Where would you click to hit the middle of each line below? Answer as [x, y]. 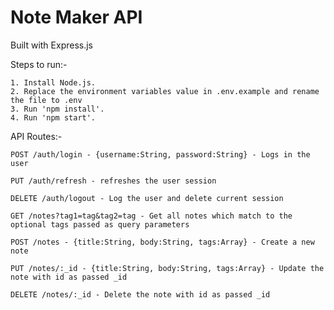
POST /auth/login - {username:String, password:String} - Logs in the [160, 154]
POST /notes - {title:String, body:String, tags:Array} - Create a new [162, 242]
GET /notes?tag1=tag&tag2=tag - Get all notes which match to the [151, 216]
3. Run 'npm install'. [57, 109]
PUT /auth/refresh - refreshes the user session [113, 181]
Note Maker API [76, 17]
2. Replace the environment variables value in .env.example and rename [165, 91]
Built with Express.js [52, 45]
